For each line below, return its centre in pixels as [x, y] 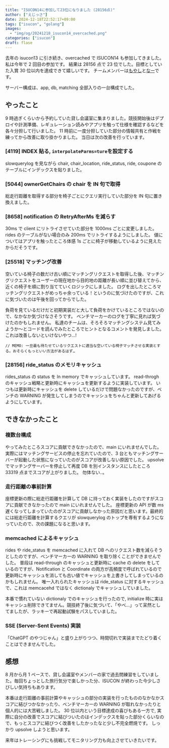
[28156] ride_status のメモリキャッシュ [53, 364]
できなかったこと [32, 419]
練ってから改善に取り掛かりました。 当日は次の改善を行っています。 [76, 137]
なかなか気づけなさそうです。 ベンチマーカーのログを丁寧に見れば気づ [87, 316]
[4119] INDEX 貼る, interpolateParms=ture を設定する [69, 151]
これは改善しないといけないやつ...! [41, 335]
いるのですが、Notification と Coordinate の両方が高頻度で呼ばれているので [83, 569]
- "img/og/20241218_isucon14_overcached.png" [59, 33]
